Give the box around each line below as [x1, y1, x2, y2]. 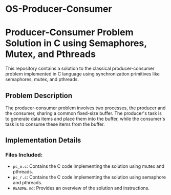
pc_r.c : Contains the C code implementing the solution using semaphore [12, 174, 166, 180]
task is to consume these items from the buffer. [5, 121, 105, 127]
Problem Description [5, 91, 73, 100]
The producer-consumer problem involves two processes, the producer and [5, 105, 166, 111]
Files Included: [5, 151, 43, 159]
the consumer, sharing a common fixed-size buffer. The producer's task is [5, 110, 162, 116]
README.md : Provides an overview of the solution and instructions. [12, 185, 150, 191]
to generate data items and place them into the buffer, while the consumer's [5, 115, 165, 122]
